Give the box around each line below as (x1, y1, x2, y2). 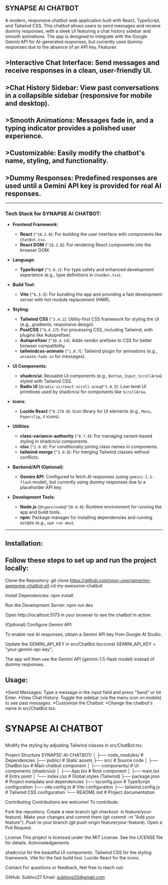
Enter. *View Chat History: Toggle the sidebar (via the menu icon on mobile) (5, 694, 161, 700)
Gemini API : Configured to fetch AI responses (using (19, 474, 128, 480)
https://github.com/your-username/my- (69, 577, 151, 583)
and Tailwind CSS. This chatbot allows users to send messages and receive (5, 23, 161, 29)
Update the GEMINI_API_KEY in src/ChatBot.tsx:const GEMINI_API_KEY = (5, 641, 156, 647)
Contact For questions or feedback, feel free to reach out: (5, 864, 124, 870)
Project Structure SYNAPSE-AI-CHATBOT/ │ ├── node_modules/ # (5, 752, 144, 758)
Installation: (5, 539, 43, 548)
